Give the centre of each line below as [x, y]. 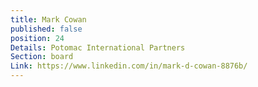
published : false [46, 29]
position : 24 [37, 38]
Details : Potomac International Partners [98, 47]
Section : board [42, 57]
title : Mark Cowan [48, 19]
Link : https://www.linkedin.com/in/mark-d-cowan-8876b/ [129, 66]
